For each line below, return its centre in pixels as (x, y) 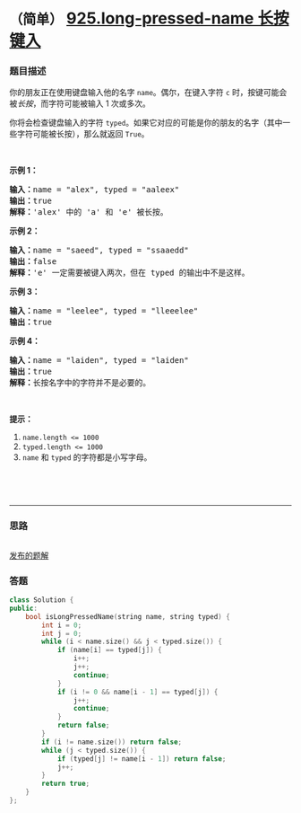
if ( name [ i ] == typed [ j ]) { (110, 650)
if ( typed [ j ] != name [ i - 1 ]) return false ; (142, 759)
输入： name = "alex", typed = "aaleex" (95, 190)
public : (24, 608)
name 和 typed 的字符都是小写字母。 (87, 457)
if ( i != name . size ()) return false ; (112, 742)
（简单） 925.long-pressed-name (132, 18)
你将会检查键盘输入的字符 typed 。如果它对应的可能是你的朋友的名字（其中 (146, 123)
